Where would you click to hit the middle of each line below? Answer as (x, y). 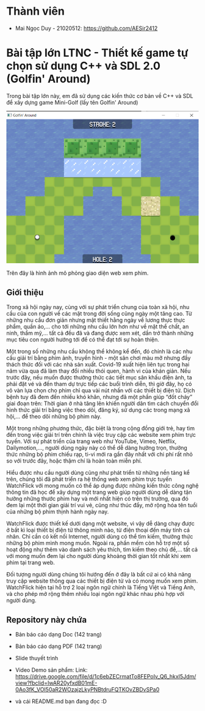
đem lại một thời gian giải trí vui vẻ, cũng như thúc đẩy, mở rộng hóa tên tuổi (102, 505)
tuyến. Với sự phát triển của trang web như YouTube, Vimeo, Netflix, (92, 441)
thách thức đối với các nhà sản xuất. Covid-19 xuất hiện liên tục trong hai (98, 365)
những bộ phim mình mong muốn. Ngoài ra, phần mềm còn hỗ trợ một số (98, 543)
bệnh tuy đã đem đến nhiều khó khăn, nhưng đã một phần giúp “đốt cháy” (99, 397)
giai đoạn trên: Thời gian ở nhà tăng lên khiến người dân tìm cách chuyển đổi (103, 404)
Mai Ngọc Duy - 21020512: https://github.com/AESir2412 (86, 28)
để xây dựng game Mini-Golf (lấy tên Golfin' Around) (72, 102)
